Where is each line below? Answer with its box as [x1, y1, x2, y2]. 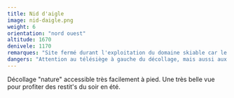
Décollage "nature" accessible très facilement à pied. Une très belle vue [7, 75, 215, 83]
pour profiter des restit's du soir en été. [7, 82, 121, 91]
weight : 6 [7, 23, 36, 30]
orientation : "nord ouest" [7, 29, 86, 37]
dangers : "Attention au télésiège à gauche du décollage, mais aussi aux [7, 56, 228, 63]
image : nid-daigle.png [7, 17, 74, 24]
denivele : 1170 [7, 43, 52, 50]
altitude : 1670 [7, 36, 52, 43]
